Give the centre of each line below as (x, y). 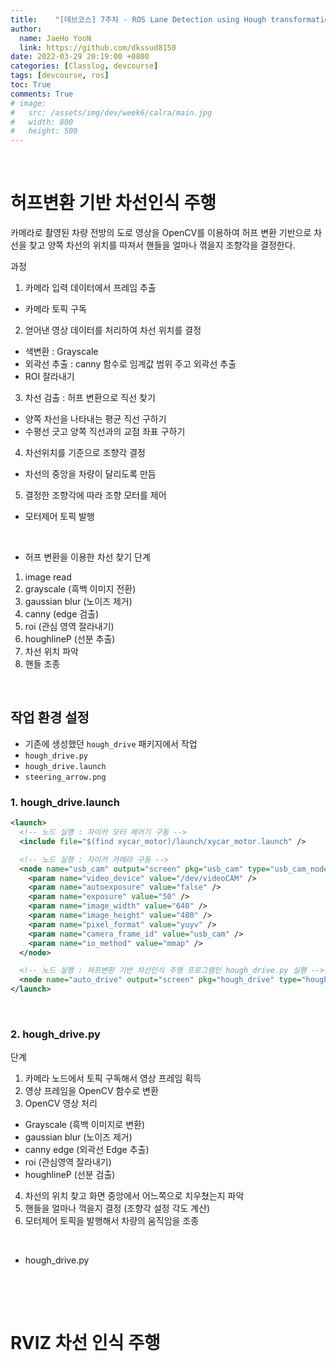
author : (26, 29)
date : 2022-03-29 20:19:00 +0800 (80, 57)
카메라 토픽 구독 (55, 309)
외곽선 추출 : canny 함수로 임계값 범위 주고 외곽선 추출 (130, 364)
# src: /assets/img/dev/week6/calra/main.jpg (111, 112)
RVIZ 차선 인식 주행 (85, 1342)
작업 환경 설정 (50, 717)
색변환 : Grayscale (61, 352)
